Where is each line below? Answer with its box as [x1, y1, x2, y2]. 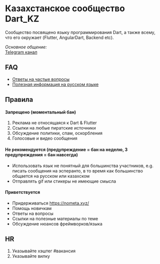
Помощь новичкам [12, 205, 52, 211]
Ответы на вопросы [12, 210, 54, 216]
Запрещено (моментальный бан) [5, 109, 77, 115]
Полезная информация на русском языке [12, 81, 99, 87]
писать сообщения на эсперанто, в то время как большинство [12, 168, 143, 173]
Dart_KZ [5, 13, 40, 24]
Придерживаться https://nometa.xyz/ [12, 200, 89, 206]
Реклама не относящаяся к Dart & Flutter [12, 120, 97, 126]
